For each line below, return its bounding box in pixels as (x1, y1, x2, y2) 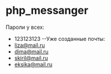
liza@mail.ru (14, 42, 46, 49)
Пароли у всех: (5, 23, 44, 31)
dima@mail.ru (14, 48, 49, 55)
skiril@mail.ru (14, 54, 49, 61)
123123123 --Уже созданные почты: (14, 35, 106, 42)
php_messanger (5, 4, 89, 17)
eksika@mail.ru (14, 61, 52, 68)
